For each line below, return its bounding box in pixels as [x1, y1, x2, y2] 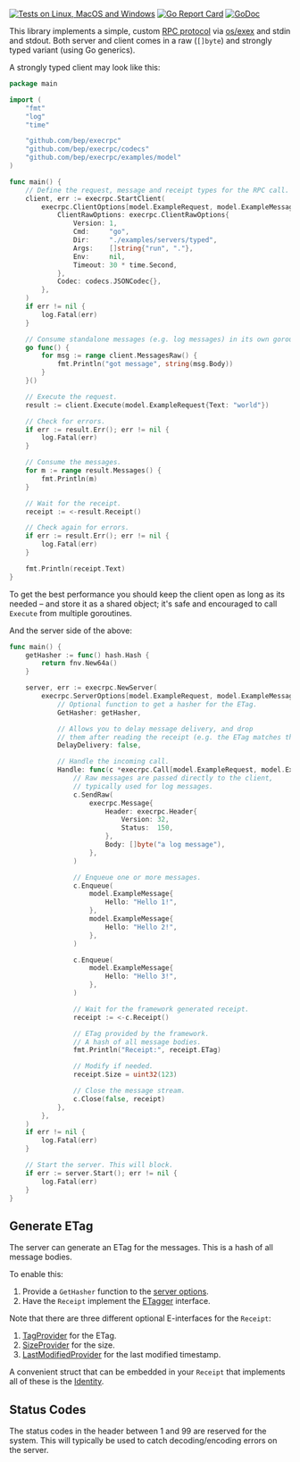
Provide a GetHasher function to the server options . [21, 1286, 210, 1297]
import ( [9, 95, 42, 104]
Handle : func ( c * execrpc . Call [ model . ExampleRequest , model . [56, 765, 286, 774]
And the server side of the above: [9, 625, 132, 636]
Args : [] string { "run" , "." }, [72, 244, 194, 253]
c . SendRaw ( [72, 790, 114, 799]
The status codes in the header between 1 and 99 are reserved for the [9, 1425, 267, 1436]
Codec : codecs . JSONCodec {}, [56, 277, 162, 286]
